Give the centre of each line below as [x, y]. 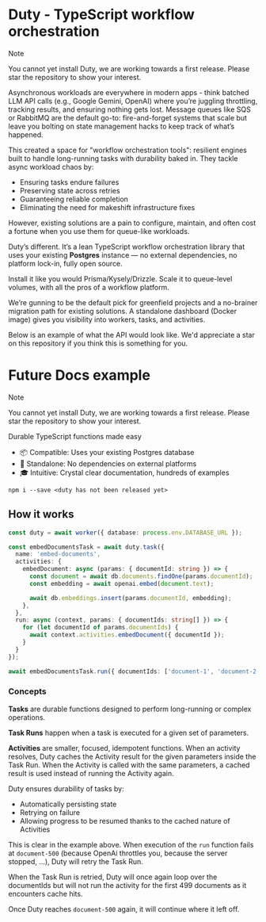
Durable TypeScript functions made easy [75, 436]
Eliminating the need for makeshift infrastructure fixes [107, 207]
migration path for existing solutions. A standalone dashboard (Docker [123, 311]
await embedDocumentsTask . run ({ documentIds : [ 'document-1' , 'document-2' [134, 671]
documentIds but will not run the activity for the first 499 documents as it [127, 885]
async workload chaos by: [51, 166]
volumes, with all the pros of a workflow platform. [89, 287]
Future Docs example [79, 375]
